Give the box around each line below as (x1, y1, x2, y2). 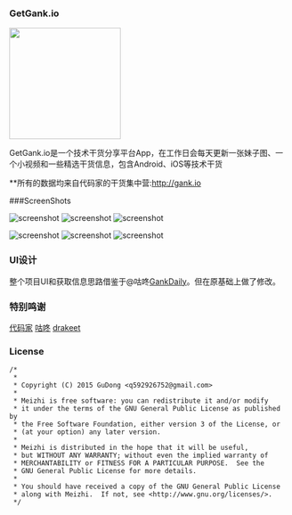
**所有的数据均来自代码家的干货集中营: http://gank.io (9, 177, 202, 189)
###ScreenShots (9, 195, 71, 207)
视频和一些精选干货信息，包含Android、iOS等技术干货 (24, 159, 223, 169)
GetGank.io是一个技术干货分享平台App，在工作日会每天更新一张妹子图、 (9, 148, 276, 159)
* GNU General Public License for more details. (12, 467, 198, 476)
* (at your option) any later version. (12, 428, 162, 437)
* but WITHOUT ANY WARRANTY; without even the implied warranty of (12, 451, 269, 461)
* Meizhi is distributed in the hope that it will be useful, (12, 444, 249, 453)
